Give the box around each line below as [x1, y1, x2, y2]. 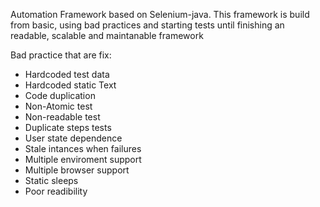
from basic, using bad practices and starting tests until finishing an [10, 19, 285, 31]
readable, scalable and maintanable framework [10, 30, 204, 41]
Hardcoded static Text [24, 79, 117, 91]
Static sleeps [24, 175, 79, 186]
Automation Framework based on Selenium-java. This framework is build [10, 9, 310, 20]
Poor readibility [24, 185, 88, 197]
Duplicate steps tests [24, 122, 112, 133]
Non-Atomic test [24, 100, 93, 112]
